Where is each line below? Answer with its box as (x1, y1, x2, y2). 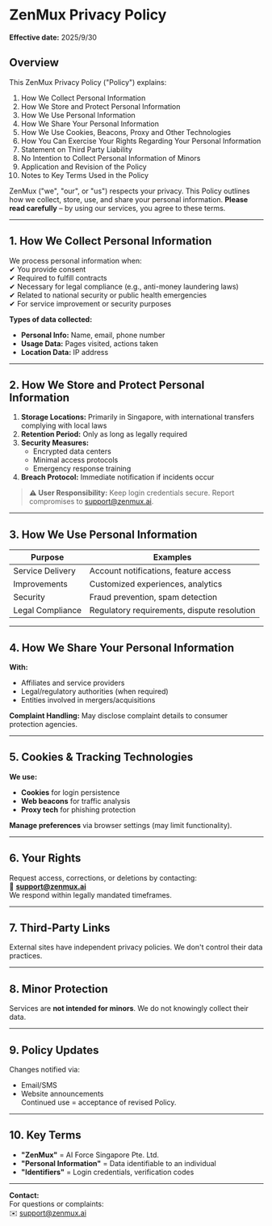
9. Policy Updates (9, 1043, 99, 1057)
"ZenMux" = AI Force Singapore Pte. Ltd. (20, 1150, 160, 1160)
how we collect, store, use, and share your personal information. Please (9, 194, 249, 204)
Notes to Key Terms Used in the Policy (20, 170, 149, 180)
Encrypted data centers (32, 446, 111, 456)
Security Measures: (20, 438, 90, 448)
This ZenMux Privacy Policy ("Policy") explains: (9, 77, 167, 87)
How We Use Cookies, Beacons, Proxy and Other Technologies (20, 127, 232, 137)
